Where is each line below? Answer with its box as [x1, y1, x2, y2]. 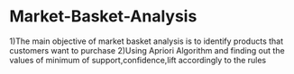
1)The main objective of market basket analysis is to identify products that [9, 36, 284, 46]
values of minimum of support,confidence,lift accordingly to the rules [9, 54, 267, 65]
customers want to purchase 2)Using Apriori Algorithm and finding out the [9, 45, 286, 55]
